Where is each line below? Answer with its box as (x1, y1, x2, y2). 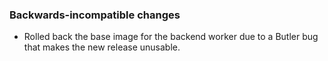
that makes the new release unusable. (23, 41, 181, 53)
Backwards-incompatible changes (9, 8, 181, 22)
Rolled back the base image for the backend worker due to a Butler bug (23, 31, 319, 43)
